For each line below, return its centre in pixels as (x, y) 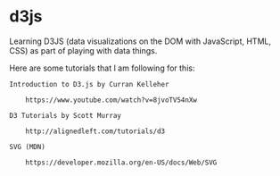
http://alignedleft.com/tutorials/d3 (95, 131)
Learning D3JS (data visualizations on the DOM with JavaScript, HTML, (140, 41)
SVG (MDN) (28, 147)
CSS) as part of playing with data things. (83, 50)
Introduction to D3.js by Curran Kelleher (89, 84)
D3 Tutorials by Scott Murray (66, 115)
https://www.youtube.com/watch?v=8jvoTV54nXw (111, 100)
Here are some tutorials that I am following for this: (102, 68)
